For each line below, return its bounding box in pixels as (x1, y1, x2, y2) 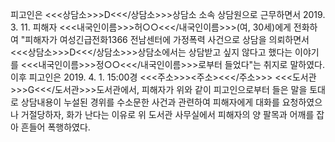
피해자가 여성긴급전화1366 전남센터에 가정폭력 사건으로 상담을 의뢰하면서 (24, 34, 310, 45)
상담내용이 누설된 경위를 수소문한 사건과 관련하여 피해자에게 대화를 (20, 96, 280, 108)
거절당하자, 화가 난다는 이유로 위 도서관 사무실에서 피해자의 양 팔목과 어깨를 (20, 109, 315, 120)
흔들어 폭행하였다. (20, 121, 91, 133)
